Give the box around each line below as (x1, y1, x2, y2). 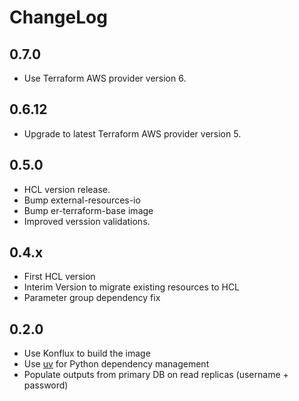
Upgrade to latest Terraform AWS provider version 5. (23, 127, 242, 140)
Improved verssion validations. (23, 215, 151, 227)
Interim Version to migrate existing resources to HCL (23, 281, 241, 293)
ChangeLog (9, 6, 108, 29)
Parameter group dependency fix (23, 292, 161, 304)
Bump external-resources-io (23, 194, 141, 206)
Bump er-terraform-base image (23, 204, 154, 216)
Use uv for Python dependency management (23, 358, 210, 370)
